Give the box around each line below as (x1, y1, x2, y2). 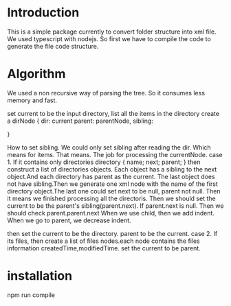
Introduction (7, 5, 80, 21)
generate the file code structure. (7, 42, 99, 50)
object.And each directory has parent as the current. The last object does (7, 172, 215, 180)
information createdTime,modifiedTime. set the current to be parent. (7, 244, 201, 252)
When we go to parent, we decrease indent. (7, 216, 132, 224)
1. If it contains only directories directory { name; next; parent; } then (7, 158, 201, 166)
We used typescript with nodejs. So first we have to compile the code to (7, 34, 211, 43)
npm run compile (7, 290, 55, 299)
